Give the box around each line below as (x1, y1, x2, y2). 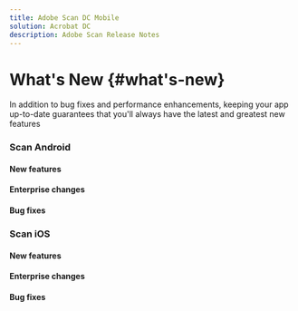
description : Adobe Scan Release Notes (9, 30, 160, 39)
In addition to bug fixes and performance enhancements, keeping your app (9, 99, 289, 110)
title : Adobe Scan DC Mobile (9, 13, 120, 23)
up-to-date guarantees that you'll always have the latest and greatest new (9, 109, 285, 120)
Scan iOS (9, 228, 51, 240)
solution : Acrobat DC (9, 22, 91, 31)
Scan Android (9, 141, 71, 154)
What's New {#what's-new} (9, 69, 226, 90)
